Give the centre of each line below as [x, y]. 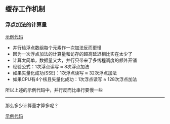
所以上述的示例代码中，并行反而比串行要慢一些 [54, 90]
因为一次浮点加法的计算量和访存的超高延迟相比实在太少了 [72, 54]
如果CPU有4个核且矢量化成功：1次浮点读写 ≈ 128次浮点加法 [75, 79]
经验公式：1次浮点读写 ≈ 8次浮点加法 [51, 66]
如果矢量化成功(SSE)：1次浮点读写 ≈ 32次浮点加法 [65, 73]
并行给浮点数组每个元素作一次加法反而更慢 [57, 48]
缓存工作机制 [25, 9]
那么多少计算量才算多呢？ [32, 105]
